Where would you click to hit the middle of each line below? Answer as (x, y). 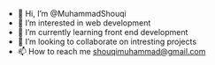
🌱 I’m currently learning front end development (103, 32)
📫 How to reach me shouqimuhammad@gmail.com (111, 51)
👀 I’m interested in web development (84, 23)
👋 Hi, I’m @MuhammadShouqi (72, 14)
